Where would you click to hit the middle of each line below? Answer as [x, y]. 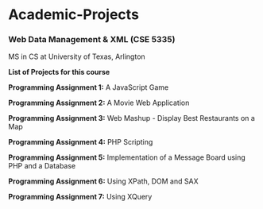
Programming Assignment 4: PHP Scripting [81, 142]
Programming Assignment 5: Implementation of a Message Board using [127, 157]
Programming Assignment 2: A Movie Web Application [99, 103]
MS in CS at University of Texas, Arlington [77, 56]
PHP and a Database [42, 166]
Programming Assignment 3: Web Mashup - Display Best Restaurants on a [132, 118]
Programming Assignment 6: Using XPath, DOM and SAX [103, 181]
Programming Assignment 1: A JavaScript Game [89, 87]
